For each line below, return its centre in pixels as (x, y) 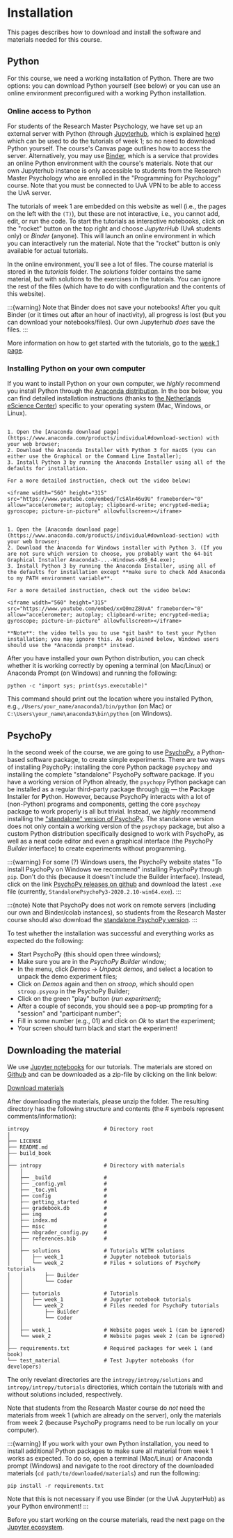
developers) (24, 1367)
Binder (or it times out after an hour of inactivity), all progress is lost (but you (117, 315)
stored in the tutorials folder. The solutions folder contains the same (104, 272)
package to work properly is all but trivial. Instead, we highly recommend (112, 811)
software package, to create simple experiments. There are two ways (126, 760)
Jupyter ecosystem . (36, 1527)
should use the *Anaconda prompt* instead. (71, 646)
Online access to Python (49, 111)
